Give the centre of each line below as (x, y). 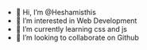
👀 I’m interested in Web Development (76, 21)
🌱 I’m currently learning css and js (71, 29)
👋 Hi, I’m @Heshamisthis (56, 12)
